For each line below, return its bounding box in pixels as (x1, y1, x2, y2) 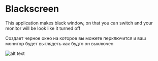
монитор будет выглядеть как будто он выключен (5, 40, 114, 46)
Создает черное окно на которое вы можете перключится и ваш (5, 35, 146, 41)
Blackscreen (5, 3, 59, 15)
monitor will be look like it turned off (5, 25, 81, 31)
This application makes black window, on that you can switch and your (5, 20, 153, 26)
